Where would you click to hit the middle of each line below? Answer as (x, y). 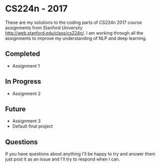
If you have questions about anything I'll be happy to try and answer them (80, 154)
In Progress (23, 82)
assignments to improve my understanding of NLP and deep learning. (76, 38)
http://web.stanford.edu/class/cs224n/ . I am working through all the (74, 33)
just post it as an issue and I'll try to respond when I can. (63, 159)
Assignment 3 (27, 121)
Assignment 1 (26, 66)
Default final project (32, 126)
